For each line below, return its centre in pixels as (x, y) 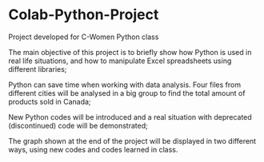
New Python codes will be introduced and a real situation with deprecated (130, 117)
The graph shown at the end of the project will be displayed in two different (132, 140)
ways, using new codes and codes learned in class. (93, 149)
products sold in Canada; (50, 101)
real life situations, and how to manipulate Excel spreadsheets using (120, 61)
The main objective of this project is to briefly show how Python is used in (130, 52)
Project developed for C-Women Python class (84, 37)
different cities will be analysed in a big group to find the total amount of (127, 93)
